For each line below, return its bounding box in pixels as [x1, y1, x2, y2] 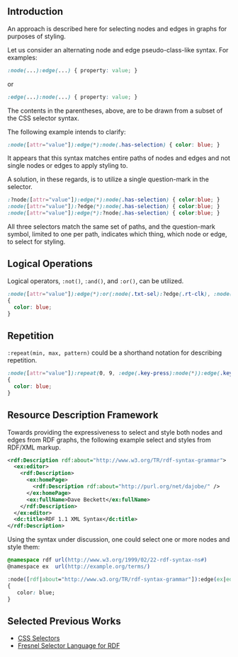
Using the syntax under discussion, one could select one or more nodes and [7, 535, 230, 544]
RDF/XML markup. [7, 442, 62, 452]
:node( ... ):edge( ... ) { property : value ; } [7, 67, 138, 74]
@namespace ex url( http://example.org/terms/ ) [7, 563, 151, 570]
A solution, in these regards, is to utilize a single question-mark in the [7, 175, 209, 183]
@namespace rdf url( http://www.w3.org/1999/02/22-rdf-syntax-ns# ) [7, 556, 208, 564]
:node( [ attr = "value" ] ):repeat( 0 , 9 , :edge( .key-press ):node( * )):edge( [7, 370, 220, 377]
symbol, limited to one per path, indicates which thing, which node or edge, [7, 230, 228, 239]
